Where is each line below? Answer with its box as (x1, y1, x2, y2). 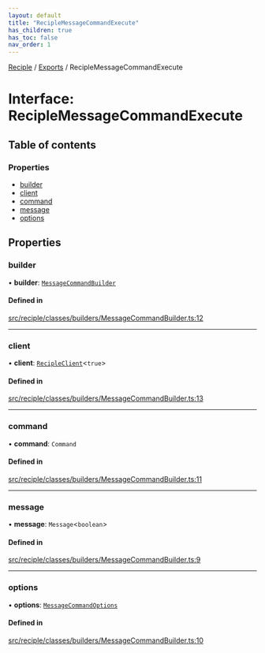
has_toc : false (8, 33, 58, 42)
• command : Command (8, 438, 77, 448)
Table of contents (8, 138, 96, 151)
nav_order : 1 (8, 41, 51, 49)
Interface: (8, 90, 75, 108)
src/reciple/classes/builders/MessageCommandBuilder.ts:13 (8, 394, 203, 403)
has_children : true (8, 26, 73, 34)
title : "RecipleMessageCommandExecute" (8, 19, 140, 27)
